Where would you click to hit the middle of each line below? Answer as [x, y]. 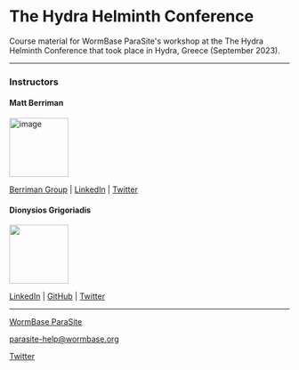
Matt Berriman [36, 103]
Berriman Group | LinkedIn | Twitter [73, 189]
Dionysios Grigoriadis [50, 210]
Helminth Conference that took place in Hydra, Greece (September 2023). [145, 50]
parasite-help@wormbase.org [64, 339]
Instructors [34, 82]
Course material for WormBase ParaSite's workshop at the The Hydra [137, 41]
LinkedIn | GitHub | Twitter [57, 296]
